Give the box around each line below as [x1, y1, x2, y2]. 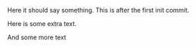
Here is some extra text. [7, 20, 77, 27]
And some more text [7, 33, 67, 41]
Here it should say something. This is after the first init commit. [7, 6, 190, 14]
